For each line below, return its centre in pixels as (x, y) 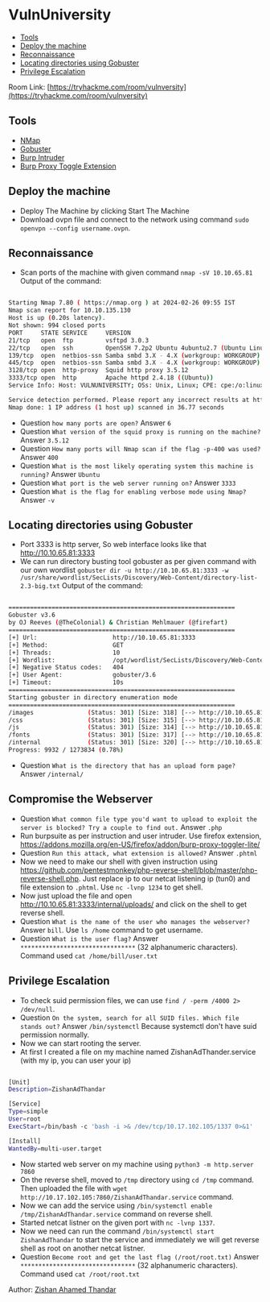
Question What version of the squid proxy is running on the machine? (140, 431)
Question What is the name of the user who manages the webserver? (135, 921)
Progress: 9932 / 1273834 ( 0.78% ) (66, 750)
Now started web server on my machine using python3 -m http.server (137, 1164)
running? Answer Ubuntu (60, 474)
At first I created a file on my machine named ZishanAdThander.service (138, 1051)
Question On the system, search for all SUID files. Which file (129, 1018)
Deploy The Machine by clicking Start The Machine (105, 210)
